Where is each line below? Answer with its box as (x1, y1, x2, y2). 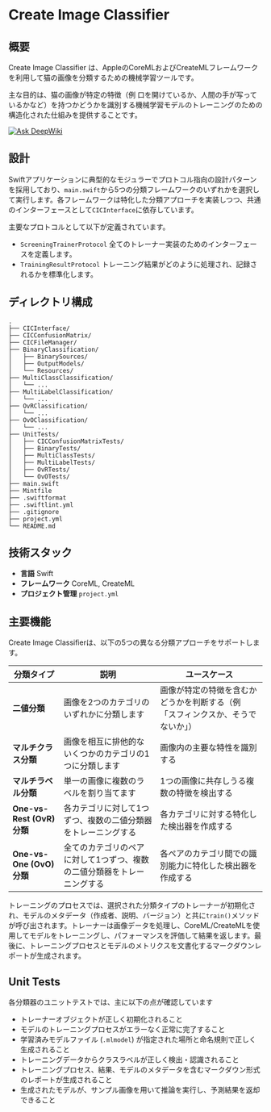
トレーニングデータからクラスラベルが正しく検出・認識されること (19, 1055, 240, 1064)
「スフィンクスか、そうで (160, 709, 256, 720)
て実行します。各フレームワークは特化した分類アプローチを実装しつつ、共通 (8, 194, 261, 204)
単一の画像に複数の (63, 775, 137, 787)
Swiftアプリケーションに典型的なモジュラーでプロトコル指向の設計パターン (8, 174, 257, 184)
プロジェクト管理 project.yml (19, 589, 119, 599)
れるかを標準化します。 (19, 269, 98, 279)
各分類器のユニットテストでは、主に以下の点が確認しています (8, 997, 214, 1007)
